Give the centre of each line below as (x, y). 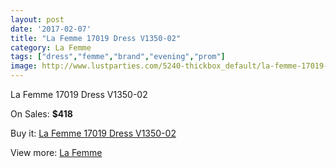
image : (24, 66)
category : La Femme (51, 47)
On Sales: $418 (41, 114)
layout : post (37, 19)
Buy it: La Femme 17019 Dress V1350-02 (93, 133)
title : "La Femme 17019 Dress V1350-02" (96, 38)
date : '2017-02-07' (51, 29)
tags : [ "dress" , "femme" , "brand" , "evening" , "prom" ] (118, 57)
